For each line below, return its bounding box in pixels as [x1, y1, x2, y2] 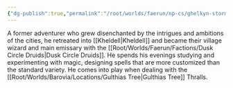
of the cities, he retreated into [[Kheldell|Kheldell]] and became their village [7, 36, 222, 45]
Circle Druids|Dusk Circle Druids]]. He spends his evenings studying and [7, 51, 215, 59]
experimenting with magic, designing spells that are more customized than [7, 58, 221, 66]
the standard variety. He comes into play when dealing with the [7, 65, 188, 74]
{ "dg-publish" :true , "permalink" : [7, 10, 104, 17]
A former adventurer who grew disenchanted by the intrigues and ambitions [7, 29, 224, 37]
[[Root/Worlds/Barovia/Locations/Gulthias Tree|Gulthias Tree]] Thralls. [7, 73, 208, 81]
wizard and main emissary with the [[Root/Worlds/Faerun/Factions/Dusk [7, 43, 214, 52]
